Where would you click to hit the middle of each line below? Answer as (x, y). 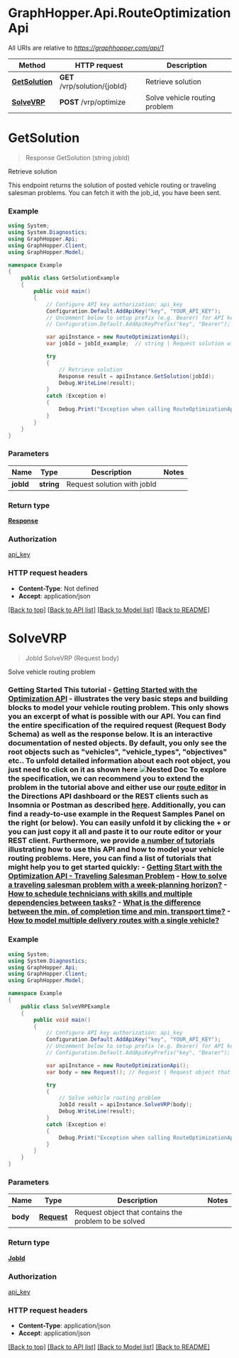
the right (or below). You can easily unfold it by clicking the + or (119, 823)
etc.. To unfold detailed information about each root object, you (119, 761)
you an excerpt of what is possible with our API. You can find (115, 716)
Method (32, 65)
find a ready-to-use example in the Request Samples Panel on (117, 814)
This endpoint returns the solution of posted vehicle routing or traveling (112, 185)
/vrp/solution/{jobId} (93, 86)
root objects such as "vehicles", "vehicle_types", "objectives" (118, 752)
